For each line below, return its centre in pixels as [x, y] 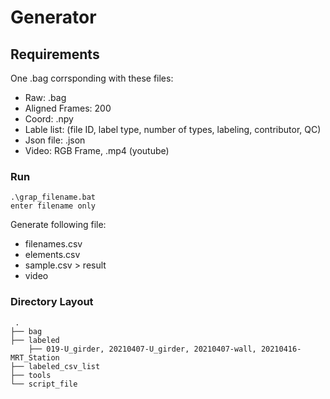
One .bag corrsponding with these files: [92, 78]
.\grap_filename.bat [53, 197]
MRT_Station [35, 357]
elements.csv [52, 255]
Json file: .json [55, 140]
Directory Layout [52, 302]
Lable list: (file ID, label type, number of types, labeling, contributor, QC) [173, 129]
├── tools [31, 375]
